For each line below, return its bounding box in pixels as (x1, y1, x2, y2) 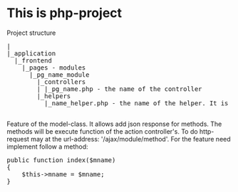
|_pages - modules (21, 63, 86, 72)
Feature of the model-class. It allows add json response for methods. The (6, 119, 222, 128)
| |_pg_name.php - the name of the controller (36, 85, 202, 93)
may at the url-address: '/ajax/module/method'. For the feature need (31, 134, 231, 143)
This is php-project (6, 5, 123, 21)
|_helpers (36, 92, 71, 100)
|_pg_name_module (29, 70, 90, 79)
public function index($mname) (6, 156, 116, 164)
